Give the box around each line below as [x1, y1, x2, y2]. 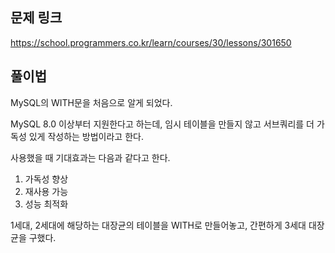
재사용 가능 [24, 185, 69, 197]
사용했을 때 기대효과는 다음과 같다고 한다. [10, 151, 171, 163]
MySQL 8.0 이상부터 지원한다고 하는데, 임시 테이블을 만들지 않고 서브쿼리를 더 [10, 118, 315, 130]
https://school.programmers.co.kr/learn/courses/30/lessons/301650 [10, 36, 292, 48]
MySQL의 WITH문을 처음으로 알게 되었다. [10, 96, 173, 108]
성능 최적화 [24, 198, 69, 210]
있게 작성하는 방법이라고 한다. [28, 130, 144, 142]
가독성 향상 [24, 173, 69, 185]
